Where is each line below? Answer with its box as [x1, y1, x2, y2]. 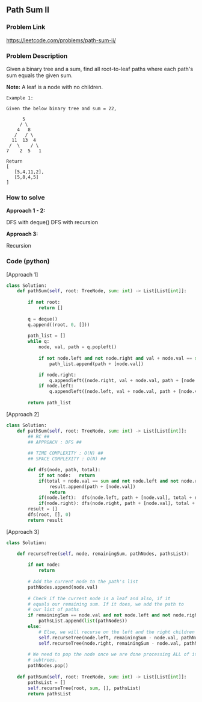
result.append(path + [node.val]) [49, 483, 136, 490]
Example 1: [6, 95, 34, 101]
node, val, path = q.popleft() [38, 344, 117, 350]
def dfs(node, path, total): [28, 467, 101, 473]
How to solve [6, 193, 45, 201]
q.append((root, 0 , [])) [28, 322, 90, 328]
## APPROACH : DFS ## [28, 439, 82, 445]
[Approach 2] [6, 410, 40, 418]
